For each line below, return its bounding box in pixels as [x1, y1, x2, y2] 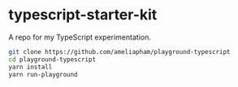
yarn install [8, 63, 53, 71]
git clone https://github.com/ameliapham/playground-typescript [8, 48, 231, 56]
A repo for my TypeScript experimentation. [8, 32, 152, 42]
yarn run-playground [8, 70, 79, 78]
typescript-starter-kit [8, 6, 158, 24]
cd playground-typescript [8, 55, 96, 64]
